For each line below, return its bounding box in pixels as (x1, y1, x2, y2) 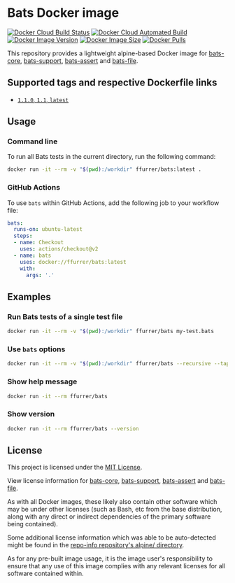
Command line (7, 136, 58, 146)
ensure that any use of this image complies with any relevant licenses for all (7, 562, 226, 570)
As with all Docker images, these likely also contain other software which (7, 498, 218, 506)
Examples (7, 290, 51, 302)
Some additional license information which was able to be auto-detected (7, 533, 216, 542)
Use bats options (7, 344, 66, 354)
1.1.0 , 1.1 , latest (17, 95, 69, 104)
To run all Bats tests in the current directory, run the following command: (7, 153, 216, 161)
